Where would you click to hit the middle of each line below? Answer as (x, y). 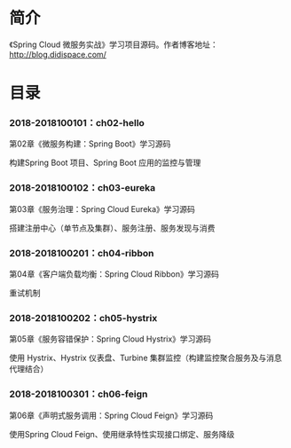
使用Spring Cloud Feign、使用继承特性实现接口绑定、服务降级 (122, 434)
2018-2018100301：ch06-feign (79, 394)
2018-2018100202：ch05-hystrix (83, 318)
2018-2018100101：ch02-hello (77, 123)
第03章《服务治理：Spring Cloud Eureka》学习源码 (102, 208)
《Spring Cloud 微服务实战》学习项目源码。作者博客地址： (114, 44)
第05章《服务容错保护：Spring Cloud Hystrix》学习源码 (110, 339)
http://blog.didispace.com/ (58, 54)
